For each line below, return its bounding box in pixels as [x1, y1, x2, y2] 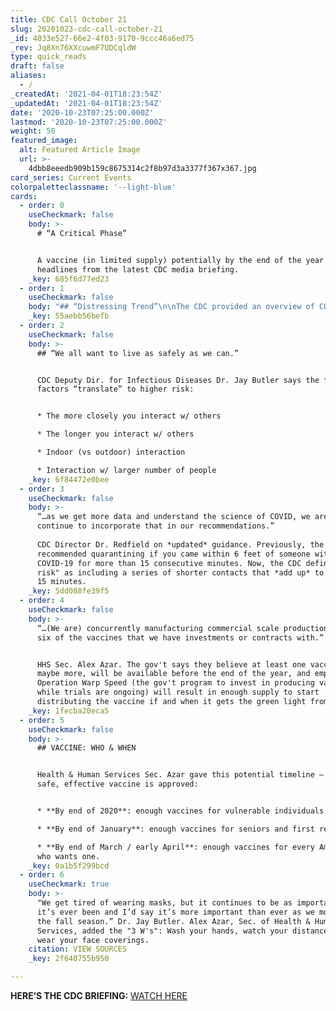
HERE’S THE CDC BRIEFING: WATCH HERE [10, 990, 188, 1001]
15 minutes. [36, 577, 87, 587]
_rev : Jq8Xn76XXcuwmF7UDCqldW [10, 42, 137, 53]
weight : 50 [10, 126, 56, 136]
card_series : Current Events [10, 172, 132, 183]
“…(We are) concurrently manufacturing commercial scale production [36, 623, 329, 633]
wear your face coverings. [36, 935, 150, 945]
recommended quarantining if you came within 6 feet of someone [36, 549, 311, 559]
